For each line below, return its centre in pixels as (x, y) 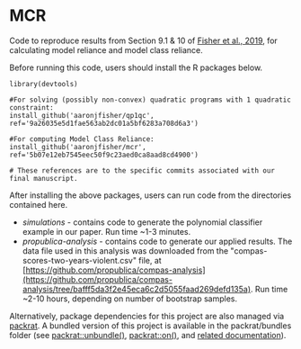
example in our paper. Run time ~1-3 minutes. (106, 231)
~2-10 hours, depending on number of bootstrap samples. (130, 299)
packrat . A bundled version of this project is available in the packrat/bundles (150, 326)
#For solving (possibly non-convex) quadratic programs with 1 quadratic (150, 100)
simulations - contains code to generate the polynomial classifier (142, 222)
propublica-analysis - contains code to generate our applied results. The (157, 241)
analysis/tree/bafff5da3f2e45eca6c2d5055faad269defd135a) (137, 289)
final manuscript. (44, 178)
